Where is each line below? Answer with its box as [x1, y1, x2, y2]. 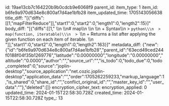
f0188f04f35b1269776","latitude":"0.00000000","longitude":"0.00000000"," [5, 52, 163, 58]
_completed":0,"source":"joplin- [5, 63, 72, 69]
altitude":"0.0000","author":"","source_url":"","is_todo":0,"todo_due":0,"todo [5, 58, 162, 63]
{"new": [142, 42, 159, 47]
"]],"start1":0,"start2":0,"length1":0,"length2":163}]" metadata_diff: [5, 42, 142, 47]
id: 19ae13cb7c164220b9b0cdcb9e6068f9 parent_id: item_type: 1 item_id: [5, 5, 158, 10]
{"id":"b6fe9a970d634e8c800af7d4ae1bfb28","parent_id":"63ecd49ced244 [5, 47, 164, 53]
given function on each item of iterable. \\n [5, 36, 94, 42]
